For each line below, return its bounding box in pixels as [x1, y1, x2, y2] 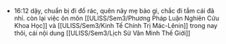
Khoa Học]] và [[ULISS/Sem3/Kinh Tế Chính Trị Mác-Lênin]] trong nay [13, 22, 218, 29]
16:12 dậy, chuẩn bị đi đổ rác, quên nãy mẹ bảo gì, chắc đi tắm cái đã [13, 7, 215, 15]
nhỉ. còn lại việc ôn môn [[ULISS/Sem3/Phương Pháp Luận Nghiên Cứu [13, 14, 220, 22]
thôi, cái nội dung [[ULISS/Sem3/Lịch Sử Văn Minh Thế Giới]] [13, 29, 191, 37]
